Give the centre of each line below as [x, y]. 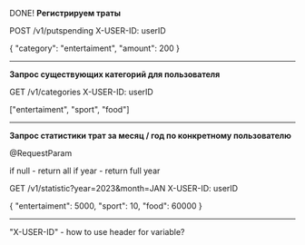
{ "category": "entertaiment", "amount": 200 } [94, 48]
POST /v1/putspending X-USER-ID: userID [88, 30]
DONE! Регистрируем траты [65, 13]
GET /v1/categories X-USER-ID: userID [82, 92]
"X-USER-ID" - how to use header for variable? [97, 232]
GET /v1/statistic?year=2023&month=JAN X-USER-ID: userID [124, 188]
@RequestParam [41, 153]
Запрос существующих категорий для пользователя [115, 74]
